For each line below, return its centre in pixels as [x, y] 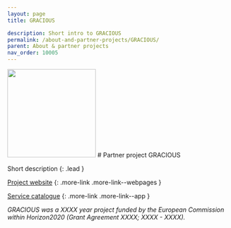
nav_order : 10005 [33, 53]
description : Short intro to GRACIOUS [64, 33]
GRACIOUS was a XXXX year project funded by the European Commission [116, 210]
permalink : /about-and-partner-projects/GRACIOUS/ [83, 40]
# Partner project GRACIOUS [139, 155]
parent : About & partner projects [58, 47]
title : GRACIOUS [31, 20]
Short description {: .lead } [46, 169]
